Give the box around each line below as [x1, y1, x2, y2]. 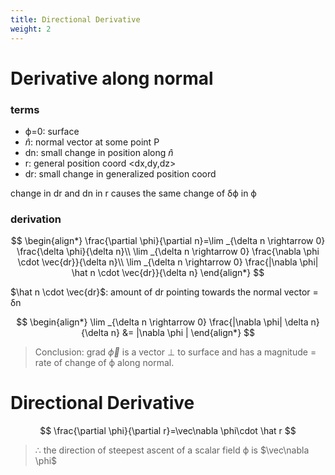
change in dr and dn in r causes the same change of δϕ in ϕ [10, 187, 257, 199]
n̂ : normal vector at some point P [24, 136, 160, 148]
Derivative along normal [10, 67, 214, 90]
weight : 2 [10, 24, 52, 34]
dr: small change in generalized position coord [24, 167, 217, 180]
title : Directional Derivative [10, 14, 141, 25]
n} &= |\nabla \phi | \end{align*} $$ [110, 327, 255, 339]
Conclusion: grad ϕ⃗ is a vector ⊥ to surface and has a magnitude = [34, 346, 317, 358]
